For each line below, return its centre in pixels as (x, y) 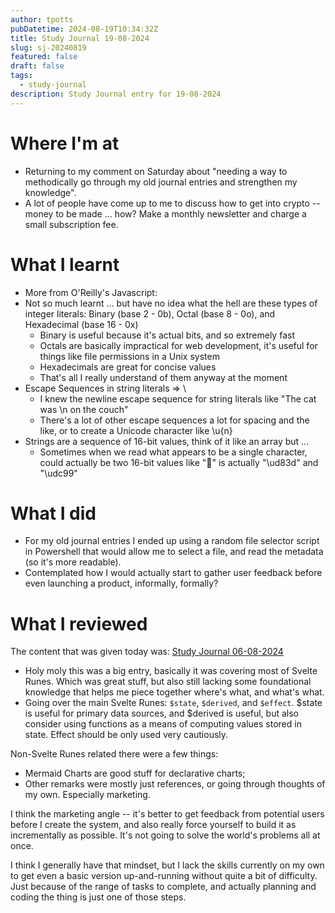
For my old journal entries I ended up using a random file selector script (172, 541)
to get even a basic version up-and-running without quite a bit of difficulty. (164, 876)
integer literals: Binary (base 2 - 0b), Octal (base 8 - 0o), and (150, 313)
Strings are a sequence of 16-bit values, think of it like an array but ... (167, 441)
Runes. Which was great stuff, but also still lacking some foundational (168, 682)
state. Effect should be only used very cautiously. (126, 735)
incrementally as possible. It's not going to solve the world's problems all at (165, 835)
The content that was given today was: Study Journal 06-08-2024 (147, 652)
